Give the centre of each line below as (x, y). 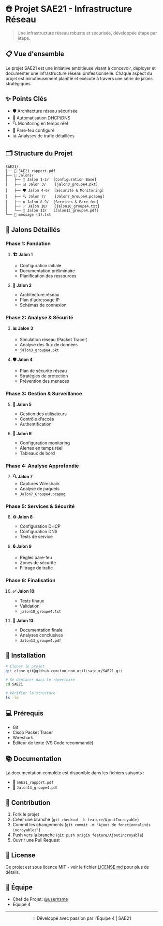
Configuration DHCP (40, 526)
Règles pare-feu (36, 558)
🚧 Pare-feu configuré (33, 130)
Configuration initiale (41, 266)
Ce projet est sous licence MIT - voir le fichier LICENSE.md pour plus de (77, 867)
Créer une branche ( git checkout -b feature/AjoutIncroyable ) (76, 820)
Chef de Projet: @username (40, 899)
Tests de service (36, 536)
